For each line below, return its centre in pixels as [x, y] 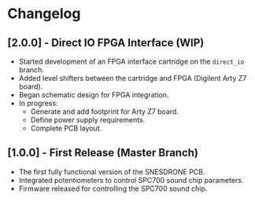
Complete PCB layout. [66, 128]
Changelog [44, 14]
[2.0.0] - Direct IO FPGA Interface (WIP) [106, 43]
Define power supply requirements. [88, 120]
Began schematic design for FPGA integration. [94, 95]
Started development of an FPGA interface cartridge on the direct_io [131, 61]
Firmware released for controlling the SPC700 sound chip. [113, 188]
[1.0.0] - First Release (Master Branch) [103, 153]
